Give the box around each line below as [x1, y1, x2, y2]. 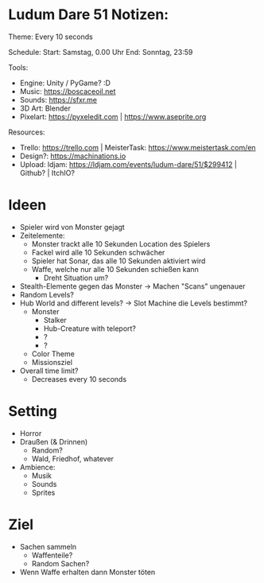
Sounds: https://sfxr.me [19, 95, 98, 104]
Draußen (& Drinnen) [19, 437, 88, 446]
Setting [8, 402, 57, 421]
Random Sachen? [31, 558, 90, 568]
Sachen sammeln [19, 542, 77, 551]
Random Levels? [19, 290, 74, 299]
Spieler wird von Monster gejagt [19, 222, 125, 231]
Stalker [43, 315, 68, 325]
